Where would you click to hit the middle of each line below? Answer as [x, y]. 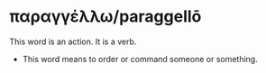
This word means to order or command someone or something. [140, 59]
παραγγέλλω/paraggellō [105, 17]
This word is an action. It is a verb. [73, 41]
